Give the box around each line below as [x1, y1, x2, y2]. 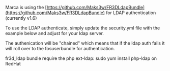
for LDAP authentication [106, 10, 156, 16]
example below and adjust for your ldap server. [5, 30, 104, 36]
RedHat [5, 61, 21, 66]
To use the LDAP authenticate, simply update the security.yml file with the [5, 25, 160, 31]
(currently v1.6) [5, 15, 37, 21]
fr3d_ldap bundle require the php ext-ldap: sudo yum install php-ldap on [5, 55, 157, 61]
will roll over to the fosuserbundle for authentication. [5, 46, 116, 51]
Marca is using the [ [5, 5, 47, 10]
